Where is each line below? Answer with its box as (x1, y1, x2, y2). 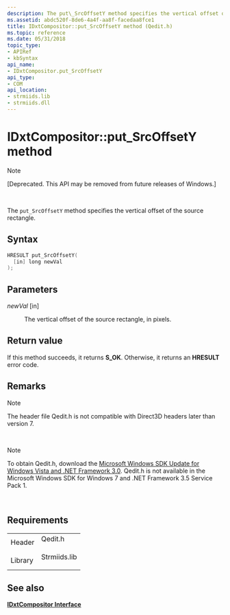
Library (10, 555, 34, 565)
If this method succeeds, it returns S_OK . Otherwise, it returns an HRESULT (7, 353, 220, 361)
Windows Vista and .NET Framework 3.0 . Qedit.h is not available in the (7, 467, 205, 475)
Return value (7, 335, 63, 347)
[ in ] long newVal (13, 258, 63, 265)
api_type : (7, 74, 36, 81)
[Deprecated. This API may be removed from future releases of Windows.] (7, 179, 217, 188)
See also (7, 582, 44, 594)
